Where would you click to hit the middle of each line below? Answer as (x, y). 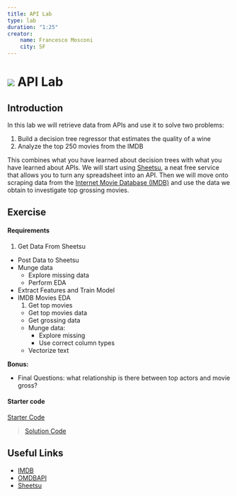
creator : (20, 34)
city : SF (33, 47)
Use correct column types (77, 343)
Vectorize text (48, 350)
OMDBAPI (32, 478)
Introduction (35, 108)
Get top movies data (58, 312)
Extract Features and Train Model (66, 290)
